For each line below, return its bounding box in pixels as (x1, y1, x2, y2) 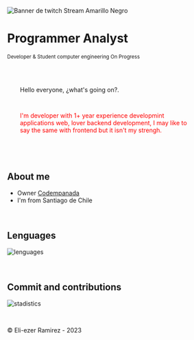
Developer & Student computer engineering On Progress (7, 53, 141, 60)
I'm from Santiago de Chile (16, 196, 93, 204)
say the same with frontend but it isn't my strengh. (20, 126, 162, 134)
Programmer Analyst (7, 31, 129, 46)
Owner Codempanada (16, 189, 80, 198)
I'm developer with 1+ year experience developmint (20, 111, 165, 120)
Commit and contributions (7, 281, 122, 293)
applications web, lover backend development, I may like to (20, 118, 187, 127)
